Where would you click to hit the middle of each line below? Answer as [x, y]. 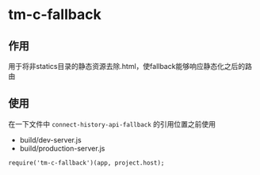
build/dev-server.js [50, 139]
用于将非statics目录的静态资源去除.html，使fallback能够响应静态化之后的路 [130, 66]
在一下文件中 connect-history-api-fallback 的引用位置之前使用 [112, 124]
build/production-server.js [62, 148]
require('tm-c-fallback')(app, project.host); [86, 163]
